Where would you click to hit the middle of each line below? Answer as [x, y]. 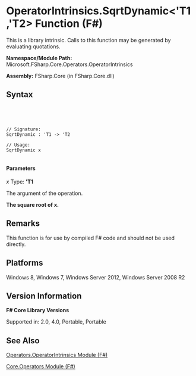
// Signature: [24, 129]
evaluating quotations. [33, 46]
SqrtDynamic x [24, 150]
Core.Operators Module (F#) [41, 366]
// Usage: [18, 145]
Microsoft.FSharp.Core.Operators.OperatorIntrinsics [69, 64]
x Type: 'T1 [20, 181]
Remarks [23, 224]
